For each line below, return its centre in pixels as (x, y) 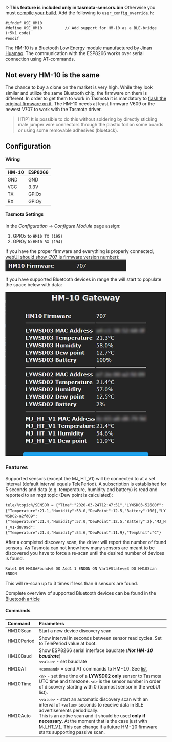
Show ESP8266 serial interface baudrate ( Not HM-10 (96, 650)
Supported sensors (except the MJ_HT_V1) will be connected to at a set (80, 478)
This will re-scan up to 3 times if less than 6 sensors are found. (72, 583)
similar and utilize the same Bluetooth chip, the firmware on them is (76, 93)
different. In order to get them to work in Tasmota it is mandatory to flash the (86, 98)
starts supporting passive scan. (72, 732)
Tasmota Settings (25, 214)
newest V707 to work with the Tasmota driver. (54, 109)
